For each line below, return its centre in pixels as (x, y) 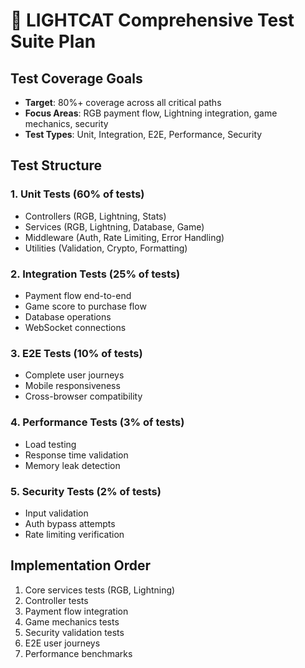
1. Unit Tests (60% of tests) (77, 194)
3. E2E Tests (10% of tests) (76, 353)
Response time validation (76, 455)
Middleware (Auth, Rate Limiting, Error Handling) (124, 237)
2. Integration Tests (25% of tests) (95, 274)
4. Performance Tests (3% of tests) (97, 422)
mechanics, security (66, 123)
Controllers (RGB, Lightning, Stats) (95, 216)
